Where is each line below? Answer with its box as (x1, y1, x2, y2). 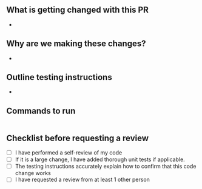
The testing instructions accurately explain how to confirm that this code (15, 163, 197, 170)
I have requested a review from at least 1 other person (15, 176, 150, 184)
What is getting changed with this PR (6, 5, 149, 15)
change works (15, 170, 52, 177)
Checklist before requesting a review (6, 133, 149, 143)
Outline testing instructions (6, 72, 112, 82)
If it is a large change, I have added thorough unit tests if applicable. (15, 156, 185, 163)
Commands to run (6, 105, 76, 116)
